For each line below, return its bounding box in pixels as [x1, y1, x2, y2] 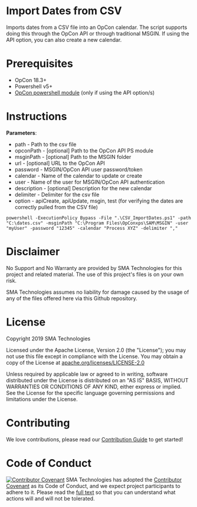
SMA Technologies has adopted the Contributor [65, 476, 182, 483]
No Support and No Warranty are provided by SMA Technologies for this [6, 264, 182, 271]
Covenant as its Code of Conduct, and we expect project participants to [6, 482, 181, 489]
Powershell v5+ [14, 83, 53, 90]
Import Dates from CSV [6, 4, 122, 18]
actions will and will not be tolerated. [6, 495, 96, 502]
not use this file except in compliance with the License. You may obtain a [6, 353, 183, 360]
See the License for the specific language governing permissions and [6, 389, 175, 396]
